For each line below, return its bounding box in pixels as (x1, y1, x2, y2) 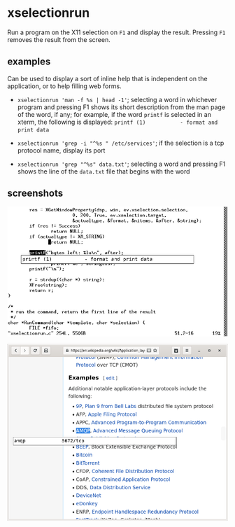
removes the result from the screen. (7, 35, 111, 43)
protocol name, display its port (17, 146, 106, 155)
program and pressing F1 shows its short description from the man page (17, 103, 226, 111)
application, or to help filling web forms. (7, 82, 122, 90)
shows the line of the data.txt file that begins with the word (17, 167, 190, 176)
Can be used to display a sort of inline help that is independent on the (7, 74, 208, 83)
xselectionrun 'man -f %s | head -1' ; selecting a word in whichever (17, 95, 218, 104)
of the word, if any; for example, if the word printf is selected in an (17, 110, 212, 118)
